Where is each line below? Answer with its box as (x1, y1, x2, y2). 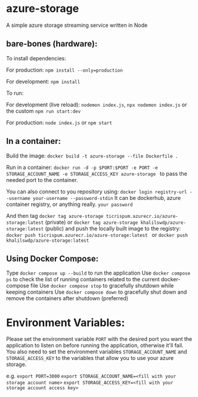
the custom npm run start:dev (6, 107, 81, 115)
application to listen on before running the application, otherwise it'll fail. (6, 342, 184, 349)
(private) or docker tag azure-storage (45, 218, 138, 226)
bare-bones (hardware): (6, 39, 98, 49)
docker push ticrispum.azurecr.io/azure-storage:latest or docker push (6, 231, 188, 238)
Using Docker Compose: (6, 253, 99, 264)
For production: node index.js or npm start (6, 119, 112, 126)
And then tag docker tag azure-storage (6, 212, 104, 219)
